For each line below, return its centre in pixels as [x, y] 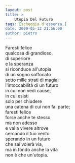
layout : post [19, 10]
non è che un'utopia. [27, 155]
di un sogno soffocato [28, 74]
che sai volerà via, [24, 144]
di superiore [18, 58]
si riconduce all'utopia [28, 69]
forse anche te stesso [28, 117]
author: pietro [21, 33]
